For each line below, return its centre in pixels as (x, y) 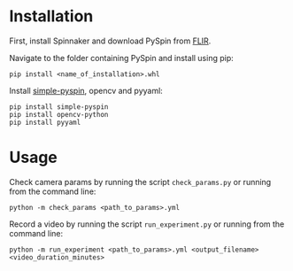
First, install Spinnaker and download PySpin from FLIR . (110, 41)
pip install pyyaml (45, 122)
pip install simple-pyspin (59, 107)
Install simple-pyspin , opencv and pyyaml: (86, 90)
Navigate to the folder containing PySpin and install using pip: (122, 58)
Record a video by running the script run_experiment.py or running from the (147, 224)
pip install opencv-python (59, 114)
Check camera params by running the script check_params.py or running (140, 182)
